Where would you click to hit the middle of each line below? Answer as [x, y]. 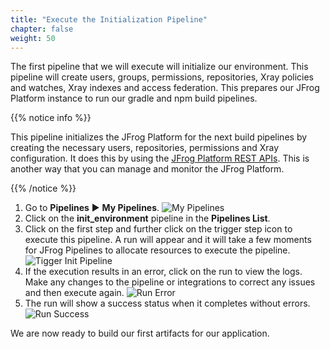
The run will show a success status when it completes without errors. [167, 303]
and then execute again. [74, 293]
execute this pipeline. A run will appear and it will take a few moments [168, 240]
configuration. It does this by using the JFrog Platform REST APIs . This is [160, 158]
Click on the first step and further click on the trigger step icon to [158, 229]
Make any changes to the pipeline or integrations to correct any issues [170, 282]
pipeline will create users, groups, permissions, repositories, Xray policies [162, 77]
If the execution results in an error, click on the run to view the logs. [163, 272]
